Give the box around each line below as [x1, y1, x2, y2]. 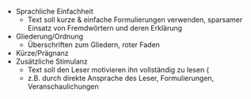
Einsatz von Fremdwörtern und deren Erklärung [27, 24, 183, 32]
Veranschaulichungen [27, 82, 99, 91]
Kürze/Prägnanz [15, 49, 69, 57]
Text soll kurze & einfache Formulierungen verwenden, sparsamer [27, 15, 243, 24]
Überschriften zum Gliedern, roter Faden [27, 40, 161, 49]
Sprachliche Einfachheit [15, 7, 93, 16]
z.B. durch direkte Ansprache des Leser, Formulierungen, [27, 74, 215, 82]
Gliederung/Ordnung [15, 31, 84, 41]
